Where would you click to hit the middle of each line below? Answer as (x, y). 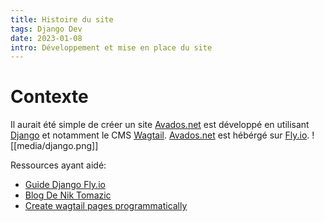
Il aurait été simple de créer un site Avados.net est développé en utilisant (160, 125)
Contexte (49, 97)
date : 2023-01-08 (46, 38)
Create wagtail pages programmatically (106, 206)
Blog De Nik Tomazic (68, 195)
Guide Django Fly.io (65, 185)
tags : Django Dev (46, 29)
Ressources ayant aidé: (58, 165)
